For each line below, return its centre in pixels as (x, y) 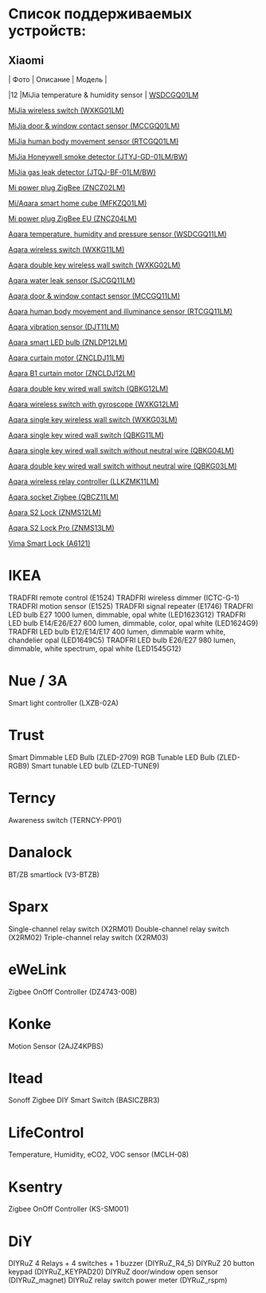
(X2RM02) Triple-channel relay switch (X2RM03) (88, 937)
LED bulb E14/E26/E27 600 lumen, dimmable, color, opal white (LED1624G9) (133, 623)
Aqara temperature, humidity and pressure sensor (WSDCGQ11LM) (117, 234)
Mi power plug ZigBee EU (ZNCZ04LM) (73, 219)
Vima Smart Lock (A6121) (49, 543)
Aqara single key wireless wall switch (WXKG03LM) (93, 419)
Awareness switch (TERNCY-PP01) (65, 820)
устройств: (47, 31)
